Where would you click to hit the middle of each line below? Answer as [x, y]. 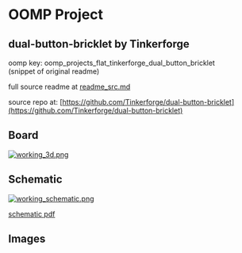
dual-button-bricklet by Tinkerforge [99, 44]
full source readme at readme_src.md [69, 86]
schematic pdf [32, 214]
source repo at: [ [35, 102]
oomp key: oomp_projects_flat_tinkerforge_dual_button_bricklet [112, 63]
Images [27, 239]
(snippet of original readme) [54, 71]
